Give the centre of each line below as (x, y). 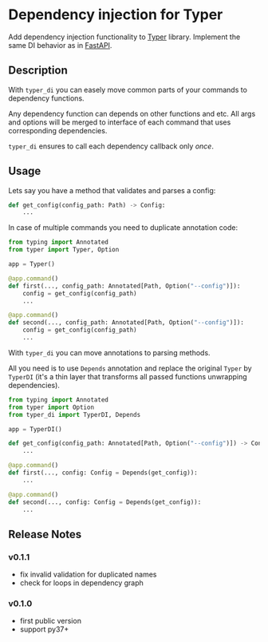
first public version (51, 621)
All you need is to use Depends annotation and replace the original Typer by (130, 368)
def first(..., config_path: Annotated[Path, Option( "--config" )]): (124, 286)
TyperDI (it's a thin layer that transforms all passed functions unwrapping (128, 376)
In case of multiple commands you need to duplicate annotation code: (123, 228)
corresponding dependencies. (58, 130)
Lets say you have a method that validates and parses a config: (112, 190)
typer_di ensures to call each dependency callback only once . (111, 146)
